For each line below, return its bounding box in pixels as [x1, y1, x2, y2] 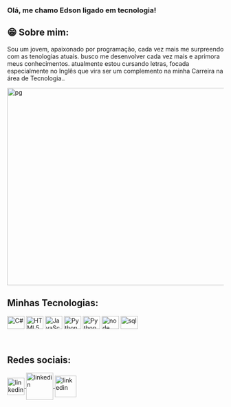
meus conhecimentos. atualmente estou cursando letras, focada [7, 59, 190, 67]
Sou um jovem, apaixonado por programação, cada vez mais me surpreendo [7, 45, 224, 53]
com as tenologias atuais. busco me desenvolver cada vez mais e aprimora [7, 52, 220, 60]
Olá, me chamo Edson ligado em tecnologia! [7, 5, 157, 15]
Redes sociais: [7, 354, 71, 366]
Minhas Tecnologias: [7, 297, 99, 309]
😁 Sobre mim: [7, 27, 69, 38]
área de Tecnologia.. [7, 74, 65, 82]
